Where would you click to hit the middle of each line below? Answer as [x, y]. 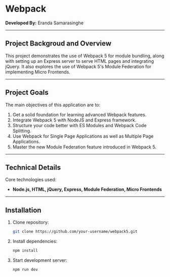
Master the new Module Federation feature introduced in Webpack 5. [84, 147]
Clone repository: [31, 222]
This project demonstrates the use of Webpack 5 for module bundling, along [85, 56]
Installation [23, 210]
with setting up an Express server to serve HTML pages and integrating [80, 61]
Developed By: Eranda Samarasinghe [45, 23]
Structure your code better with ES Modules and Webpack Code [79, 125]
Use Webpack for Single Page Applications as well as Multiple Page [83, 136]
